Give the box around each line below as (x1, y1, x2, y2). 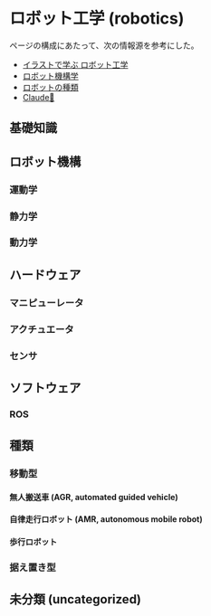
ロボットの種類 (22, 81, 79, 92)
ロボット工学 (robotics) (9, 8, 185, 29)
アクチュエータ (9, 323, 74, 336)
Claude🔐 (22, 91, 55, 102)
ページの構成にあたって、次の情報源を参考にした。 (9, 40, 199, 51)
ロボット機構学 (22, 70, 79, 81)
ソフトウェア (9, 381, 82, 396)
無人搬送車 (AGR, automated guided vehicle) (9, 491, 178, 502)
